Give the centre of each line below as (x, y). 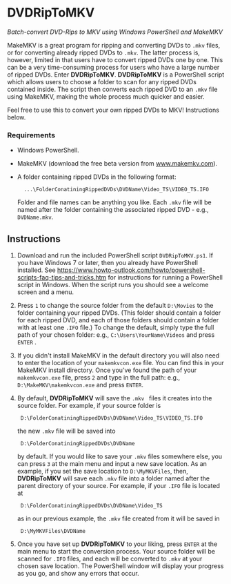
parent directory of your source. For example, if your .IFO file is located (119, 486)
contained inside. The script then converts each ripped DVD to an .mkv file (112, 89)
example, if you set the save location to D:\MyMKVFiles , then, (102, 471)
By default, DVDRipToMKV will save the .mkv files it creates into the (114, 398)
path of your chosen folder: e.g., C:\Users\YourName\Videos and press (116, 335)
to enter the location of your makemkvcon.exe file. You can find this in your (120, 363)
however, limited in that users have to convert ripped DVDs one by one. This (115, 59)
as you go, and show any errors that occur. (78, 574)
